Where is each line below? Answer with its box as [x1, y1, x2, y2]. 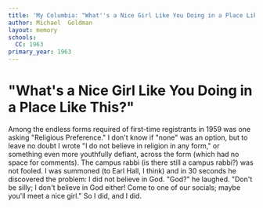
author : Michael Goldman [8, 19, 92, 27]
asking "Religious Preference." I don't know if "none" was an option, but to [8, 133, 248, 142]
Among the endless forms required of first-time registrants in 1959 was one [8, 124, 251, 133]
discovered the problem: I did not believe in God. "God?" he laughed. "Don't [8, 174, 253, 184]
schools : [8, 33, 37, 42]
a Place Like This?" [8, 99, 135, 116]
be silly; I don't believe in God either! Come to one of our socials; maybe [8, 182, 241, 192]
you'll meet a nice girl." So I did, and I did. [8, 191, 142, 200]
